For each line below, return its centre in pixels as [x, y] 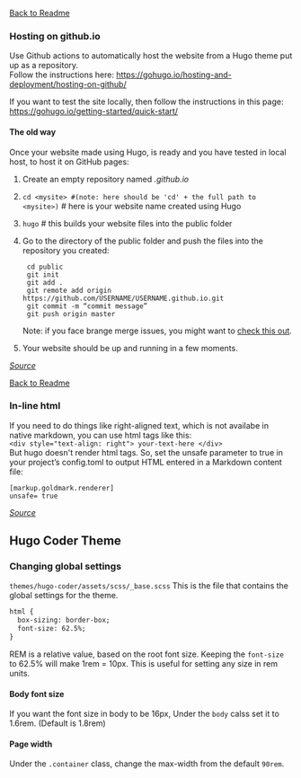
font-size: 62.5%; [52, 629]
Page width [31, 744]
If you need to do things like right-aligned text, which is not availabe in [139, 425]
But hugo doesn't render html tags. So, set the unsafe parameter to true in [146, 452]
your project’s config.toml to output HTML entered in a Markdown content [146, 462]
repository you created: [66, 250]
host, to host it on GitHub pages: [69, 162]
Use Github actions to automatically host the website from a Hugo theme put [151, 56]
